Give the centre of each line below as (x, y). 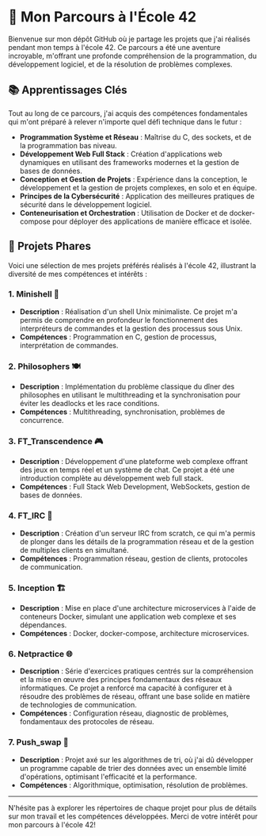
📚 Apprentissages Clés (68, 90)
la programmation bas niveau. (68, 145)
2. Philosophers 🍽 (44, 366)
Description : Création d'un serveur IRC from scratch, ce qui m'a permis (137, 533)
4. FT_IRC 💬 (30, 516)
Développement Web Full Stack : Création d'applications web (121, 154)
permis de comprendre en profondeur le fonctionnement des (119, 320)
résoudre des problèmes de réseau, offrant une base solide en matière (135, 696)
